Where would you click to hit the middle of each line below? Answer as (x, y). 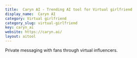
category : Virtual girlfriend (36, 18)
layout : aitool (21, 37)
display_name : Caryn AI (30, 14)
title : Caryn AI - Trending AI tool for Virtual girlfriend (69, 9)
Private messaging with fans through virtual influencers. (61, 50)
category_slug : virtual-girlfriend (41, 23)
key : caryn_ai (20, 28)
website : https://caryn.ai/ (34, 32)
